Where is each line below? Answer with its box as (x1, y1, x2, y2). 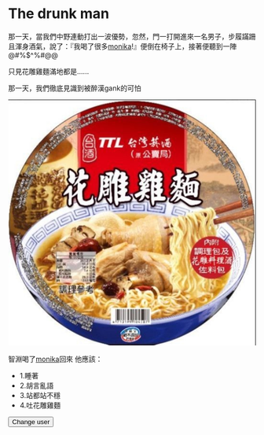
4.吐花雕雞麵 (19, 400, 61, 410)
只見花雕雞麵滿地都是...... (8, 66, 90, 76)
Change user (12, 418, 50, 426)
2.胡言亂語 (19, 381, 54, 390)
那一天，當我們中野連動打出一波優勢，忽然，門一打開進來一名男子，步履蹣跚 (8, 31, 256, 41)
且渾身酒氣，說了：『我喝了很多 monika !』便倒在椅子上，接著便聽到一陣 (8, 41, 237, 51)
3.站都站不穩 (19, 391, 61, 400)
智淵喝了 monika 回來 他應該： (8, 355, 103, 364)
